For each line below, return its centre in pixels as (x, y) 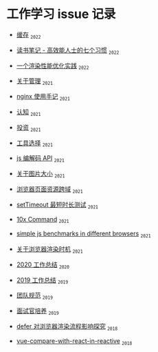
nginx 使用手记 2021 (43, 97)
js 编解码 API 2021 (40, 159)
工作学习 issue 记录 (61, 14)
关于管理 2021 (34, 81)
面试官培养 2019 (37, 311)
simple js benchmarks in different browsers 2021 (83, 234)
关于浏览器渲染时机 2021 (49, 250)
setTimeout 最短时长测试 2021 (57, 205)
